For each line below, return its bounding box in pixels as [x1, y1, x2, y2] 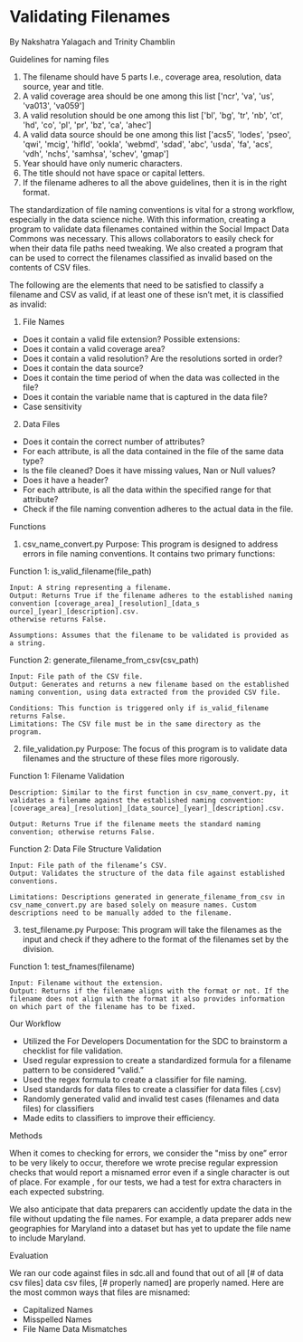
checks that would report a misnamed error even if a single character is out [9, 1166, 290, 1177]
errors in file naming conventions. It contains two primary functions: [22, 547, 276, 558]
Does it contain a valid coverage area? [22, 343, 166, 354]
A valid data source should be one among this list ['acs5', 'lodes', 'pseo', [22, 128, 292, 139]
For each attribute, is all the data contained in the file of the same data [22, 445, 285, 456]
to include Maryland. [9, 1233, 86, 1243]
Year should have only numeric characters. [22, 157, 183, 168]
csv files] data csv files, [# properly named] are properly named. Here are [9, 1277, 285, 1288]
